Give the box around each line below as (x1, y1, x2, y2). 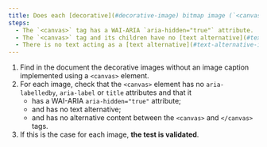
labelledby (19, 89, 56, 97)
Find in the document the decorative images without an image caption (19, 62, 250, 72)
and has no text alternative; (31, 104, 122, 115)
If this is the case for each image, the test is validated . (19, 130, 199, 139)
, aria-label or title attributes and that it (55, 88, 192, 97)
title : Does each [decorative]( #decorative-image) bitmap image (8, 11, 226, 20)
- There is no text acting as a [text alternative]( (15, 41, 194, 49)
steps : (8, 19, 30, 27)
